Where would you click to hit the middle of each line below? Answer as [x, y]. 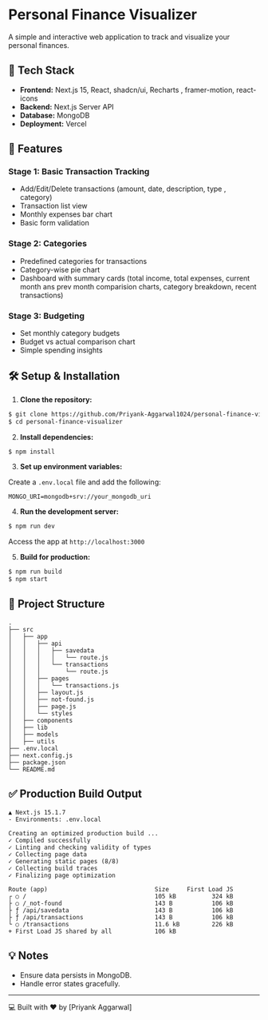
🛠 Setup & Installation [64, 376]
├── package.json [37, 762]
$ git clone [28, 414]
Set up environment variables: [71, 467]
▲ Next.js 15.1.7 [37, 812]
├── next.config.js [41, 755]
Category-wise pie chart [60, 269]
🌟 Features [35, 149]
